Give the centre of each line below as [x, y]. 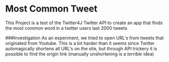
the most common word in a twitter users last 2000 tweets [66, 28]
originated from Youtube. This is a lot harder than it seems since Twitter [80, 43]
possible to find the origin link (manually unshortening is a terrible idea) [80, 54]
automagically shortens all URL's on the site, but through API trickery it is [81, 48]
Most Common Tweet [52, 9]
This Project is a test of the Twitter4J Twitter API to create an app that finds [84, 23]
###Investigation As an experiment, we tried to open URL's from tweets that [84, 38]
